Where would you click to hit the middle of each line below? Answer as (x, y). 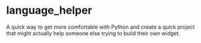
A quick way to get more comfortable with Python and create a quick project (100, 27)
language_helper (49, 10)
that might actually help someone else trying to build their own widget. (93, 33)
